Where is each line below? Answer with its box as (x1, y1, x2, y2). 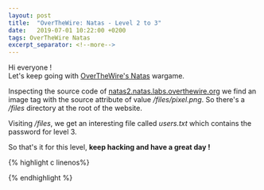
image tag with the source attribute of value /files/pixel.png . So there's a (8, 95, 245, 104)
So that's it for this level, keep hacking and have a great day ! (8, 142, 211, 152)
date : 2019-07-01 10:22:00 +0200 (8, 26, 126, 34)
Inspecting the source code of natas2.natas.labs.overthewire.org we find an (8, 86, 257, 96)
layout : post (8, 11, 52, 20)
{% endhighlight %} (8, 173, 73, 183)
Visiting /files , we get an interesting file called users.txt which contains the (8, 119, 252, 128)
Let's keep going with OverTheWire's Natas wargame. (8, 71, 185, 81)
